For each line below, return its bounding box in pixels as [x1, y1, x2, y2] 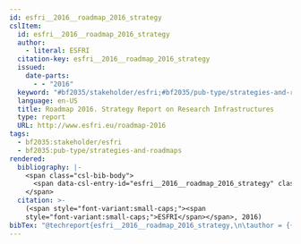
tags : [9, 130, 30, 139]
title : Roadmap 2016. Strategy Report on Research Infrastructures [17, 105, 275, 114]
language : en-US [17, 96, 78, 105]
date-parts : [25, 72, 70, 80]
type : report [17, 113, 66, 122]
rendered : [9, 154, 47, 164]
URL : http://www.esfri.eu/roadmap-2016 [17, 122, 167, 130]
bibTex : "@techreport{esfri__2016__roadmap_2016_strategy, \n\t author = [9, 221, 282, 230]
